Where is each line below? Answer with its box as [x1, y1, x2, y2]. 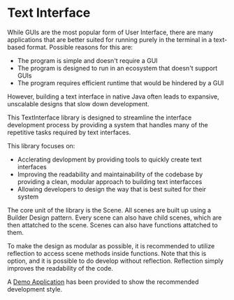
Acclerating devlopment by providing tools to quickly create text [17, 155, 203, 164]
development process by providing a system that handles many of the [7, 120, 208, 129]
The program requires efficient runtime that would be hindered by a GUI [17, 78, 224, 87]
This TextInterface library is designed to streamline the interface [7, 113, 192, 122]
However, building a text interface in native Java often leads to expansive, [7, 92, 220, 101]
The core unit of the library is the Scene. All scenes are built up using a [7, 206, 212, 214]
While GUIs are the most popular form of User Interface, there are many [7, 28, 214, 36]
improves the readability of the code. [7, 264, 114, 272]
